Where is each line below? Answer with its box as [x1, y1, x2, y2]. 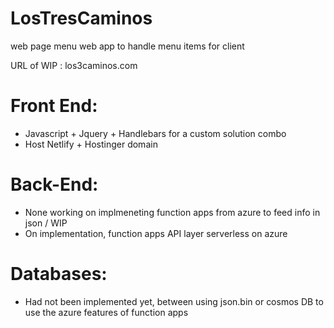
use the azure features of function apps [24, 306, 189, 318]
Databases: [10, 263, 108, 285]
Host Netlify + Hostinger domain [24, 138, 158, 150]
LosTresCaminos [10, 7, 153, 30]
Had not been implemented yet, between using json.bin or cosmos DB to [24, 295, 324, 307]
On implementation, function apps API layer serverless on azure [24, 227, 288, 239]
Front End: [10, 95, 98, 117]
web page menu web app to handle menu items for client [10, 40, 245, 52]
